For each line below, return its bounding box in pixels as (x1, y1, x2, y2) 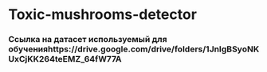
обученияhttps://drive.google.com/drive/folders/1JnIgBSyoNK (8, 44, 260, 55)
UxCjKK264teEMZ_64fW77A (8, 54, 122, 65)
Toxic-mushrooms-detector (8, 6, 198, 24)
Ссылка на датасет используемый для (8, 34, 167, 45)
